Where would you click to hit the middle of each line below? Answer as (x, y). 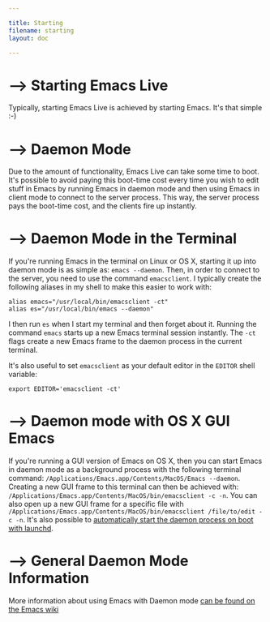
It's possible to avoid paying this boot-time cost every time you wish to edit (134, 180)
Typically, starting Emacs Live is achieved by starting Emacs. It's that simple (135, 108)
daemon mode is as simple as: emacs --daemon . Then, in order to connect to (134, 270)
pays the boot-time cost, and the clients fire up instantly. (103, 206)
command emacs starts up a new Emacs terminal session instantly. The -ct (133, 332)
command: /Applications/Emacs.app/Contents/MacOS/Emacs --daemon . (124, 478)
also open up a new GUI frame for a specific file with (96, 504)
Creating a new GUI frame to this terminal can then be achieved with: (124, 487)
